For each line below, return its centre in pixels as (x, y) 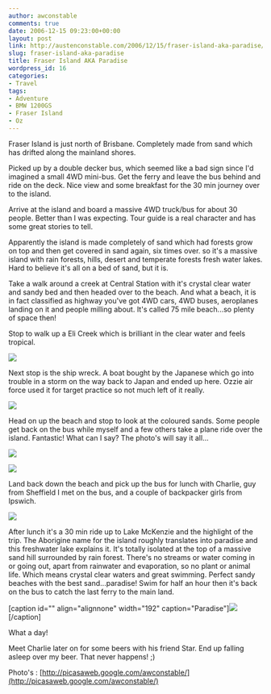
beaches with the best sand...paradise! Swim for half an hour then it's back (133, 583)
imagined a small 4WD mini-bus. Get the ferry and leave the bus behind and (134, 176)
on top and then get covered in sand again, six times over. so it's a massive (133, 250)
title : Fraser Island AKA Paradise (68, 61)
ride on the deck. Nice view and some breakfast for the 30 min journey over (134, 185)
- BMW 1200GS (30, 106)
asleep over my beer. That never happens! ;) (82, 656)
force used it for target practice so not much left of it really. (106, 390)
